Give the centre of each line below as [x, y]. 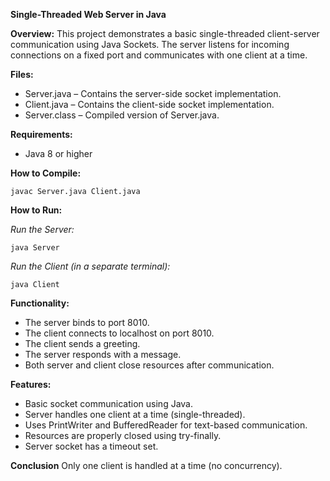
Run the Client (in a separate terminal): [90, 266]
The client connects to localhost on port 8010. [119, 333]
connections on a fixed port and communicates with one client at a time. [159, 55]
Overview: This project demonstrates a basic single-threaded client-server [165, 33]
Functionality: [40, 303]
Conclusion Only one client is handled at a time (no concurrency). [146, 465]
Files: [22, 74]
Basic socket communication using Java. [108, 403]
